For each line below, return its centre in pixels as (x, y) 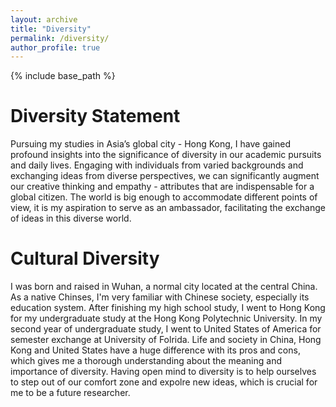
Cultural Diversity (85, 258)
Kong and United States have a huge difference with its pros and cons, (155, 350)
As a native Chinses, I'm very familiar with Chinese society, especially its (160, 297)
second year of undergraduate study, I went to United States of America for (166, 329)
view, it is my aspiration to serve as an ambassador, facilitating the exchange (168, 208)
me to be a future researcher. (70, 393)
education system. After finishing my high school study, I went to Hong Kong (168, 308)
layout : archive (44, 19)
